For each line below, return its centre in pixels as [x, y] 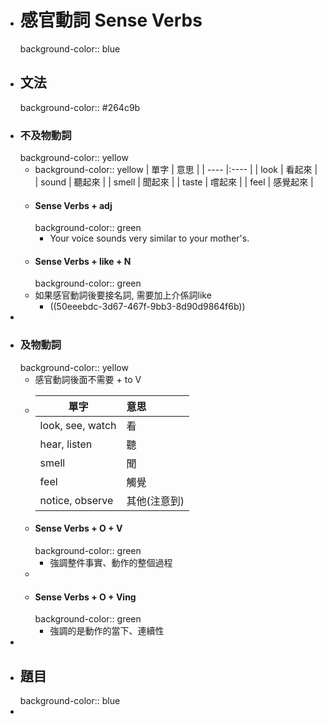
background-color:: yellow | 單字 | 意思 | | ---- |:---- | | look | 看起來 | [176, 170]
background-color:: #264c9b [80, 107]
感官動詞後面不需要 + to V [88, 379]
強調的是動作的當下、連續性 [107, 631]
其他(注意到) [155, 501]
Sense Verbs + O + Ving [85, 597]
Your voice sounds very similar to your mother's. [149, 238]
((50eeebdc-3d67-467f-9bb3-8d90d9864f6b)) [147, 307]
